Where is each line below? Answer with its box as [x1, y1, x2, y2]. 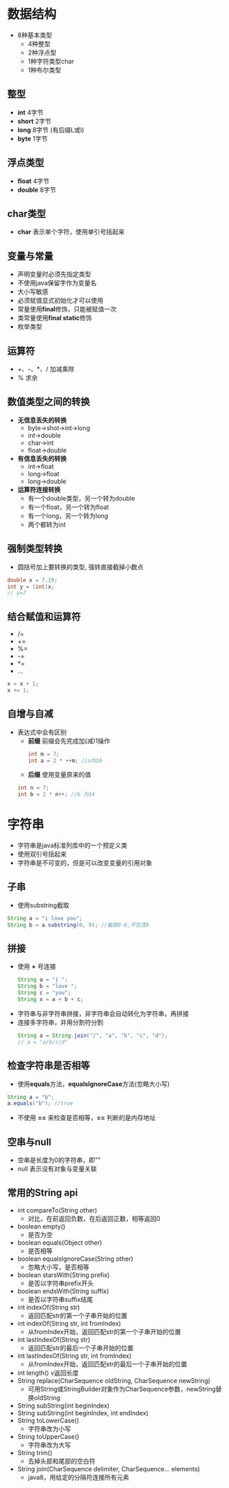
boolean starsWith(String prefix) [17, 1271, 110, 1279]
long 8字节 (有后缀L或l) [17, 125, 84, 134]
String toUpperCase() [17, 1432, 80, 1440]
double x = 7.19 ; [7, 576, 58, 584]
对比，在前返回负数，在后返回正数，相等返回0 [27, 1214, 161, 1222]
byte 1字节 [17, 134, 48, 143]
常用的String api [7, 1187, 78, 1199]
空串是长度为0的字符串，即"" [17, 1156, 101, 1164]
